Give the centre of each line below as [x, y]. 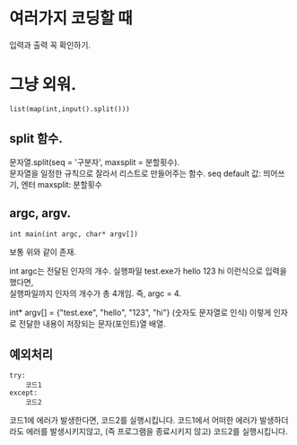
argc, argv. [40, 213]
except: [24, 393]
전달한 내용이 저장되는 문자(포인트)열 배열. [92, 323]
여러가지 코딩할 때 [71, 18]
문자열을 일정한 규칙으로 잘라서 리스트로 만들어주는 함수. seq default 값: [135, 173]
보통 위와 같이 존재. [43, 251]
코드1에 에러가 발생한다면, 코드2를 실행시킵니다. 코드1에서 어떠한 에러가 [133, 420]
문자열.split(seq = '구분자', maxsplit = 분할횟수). [95, 161]
